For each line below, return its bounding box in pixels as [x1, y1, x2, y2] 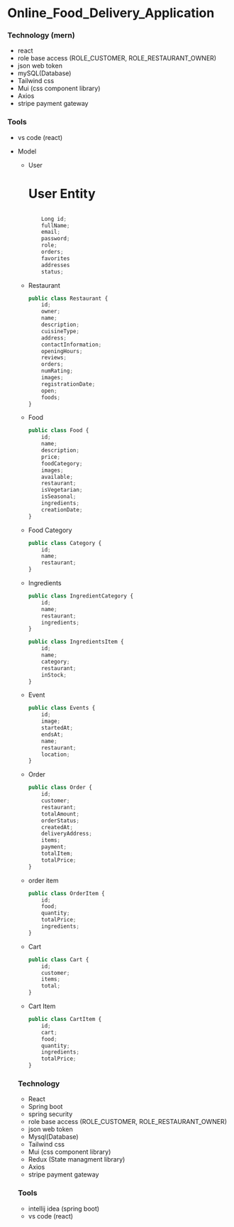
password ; [41, 235, 70, 242]
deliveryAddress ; [41, 830, 92, 838]
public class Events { [28, 705, 96, 712]
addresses [41, 261, 70, 269]
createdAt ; [41, 823, 73, 831]
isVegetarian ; [41, 487, 83, 494]
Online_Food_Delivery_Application [7, 5, 215, 21]
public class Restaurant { [28, 295, 108, 302]
